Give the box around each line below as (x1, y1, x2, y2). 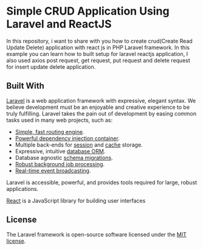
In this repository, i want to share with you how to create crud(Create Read (6, 37, 193, 44)
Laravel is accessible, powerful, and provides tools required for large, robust (6, 178, 198, 186)
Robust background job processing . (15, 160, 105, 168)
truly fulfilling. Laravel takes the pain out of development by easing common (6, 109, 197, 117)
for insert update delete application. (6, 63, 96, 71)
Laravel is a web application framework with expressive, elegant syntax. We (6, 97, 196, 104)
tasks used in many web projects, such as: (6, 116, 113, 123)
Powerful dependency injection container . (15, 134, 120, 142)
